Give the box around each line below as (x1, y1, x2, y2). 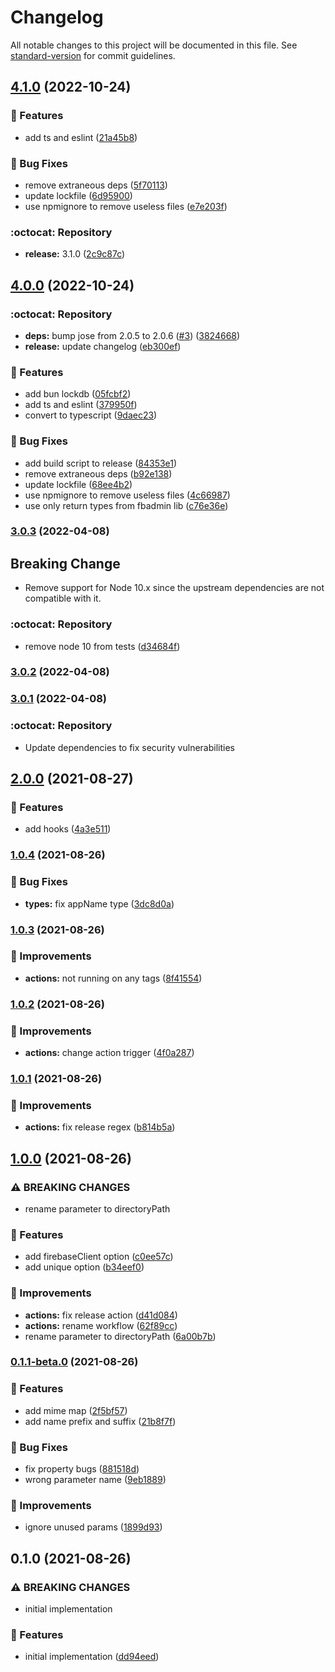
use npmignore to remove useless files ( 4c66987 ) (24, 489, 231, 501)
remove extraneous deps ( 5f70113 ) (24, 179, 168, 191)
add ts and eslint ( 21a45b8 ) (24, 131, 138, 143)
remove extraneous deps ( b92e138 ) (24, 467, 173, 480)
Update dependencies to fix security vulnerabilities (24, 741, 235, 753)
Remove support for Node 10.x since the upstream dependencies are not (24, 582, 325, 594)
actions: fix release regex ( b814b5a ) (24, 1121, 176, 1133)
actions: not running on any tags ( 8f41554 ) (24, 972, 203, 984)
